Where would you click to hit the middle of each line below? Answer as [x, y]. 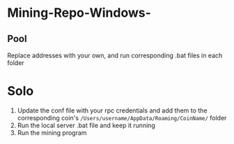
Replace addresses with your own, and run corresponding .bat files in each [115, 55]
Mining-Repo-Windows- [79, 13]
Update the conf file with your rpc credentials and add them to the [112, 110]
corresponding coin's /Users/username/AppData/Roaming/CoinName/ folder [122, 117]
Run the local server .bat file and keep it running [86, 125]
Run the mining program [52, 132]
